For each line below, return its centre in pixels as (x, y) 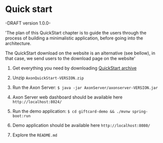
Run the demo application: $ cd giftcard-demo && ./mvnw (71, 111)
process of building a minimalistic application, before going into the (74, 38)
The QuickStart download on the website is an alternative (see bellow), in (80, 53)
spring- (140, 111)
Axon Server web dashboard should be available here (68, 97)
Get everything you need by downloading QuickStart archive (75, 68)
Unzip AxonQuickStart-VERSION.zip (48, 77)
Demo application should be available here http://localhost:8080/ (81, 125)
